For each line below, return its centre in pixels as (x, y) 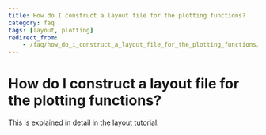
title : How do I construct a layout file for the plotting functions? (127, 15)
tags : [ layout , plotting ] (51, 30)
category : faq (32, 23)
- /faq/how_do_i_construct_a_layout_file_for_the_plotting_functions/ (141, 45)
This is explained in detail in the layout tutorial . (84, 122)
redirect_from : (33, 37)
